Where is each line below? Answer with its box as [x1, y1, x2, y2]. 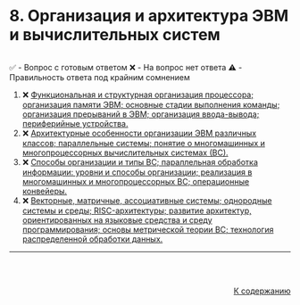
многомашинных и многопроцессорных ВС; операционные [21, 177, 250, 187]
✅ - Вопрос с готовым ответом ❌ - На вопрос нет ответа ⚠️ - [9, 62, 243, 73]
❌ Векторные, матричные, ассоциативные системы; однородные [21, 195, 272, 206]
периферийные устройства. [21, 119, 129, 129]
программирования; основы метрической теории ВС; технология [21, 225, 274, 235]
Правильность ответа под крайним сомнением [9, 72, 190, 83]
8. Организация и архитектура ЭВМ [9, 6, 289, 26]
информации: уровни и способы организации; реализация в [21, 167, 253, 177]
